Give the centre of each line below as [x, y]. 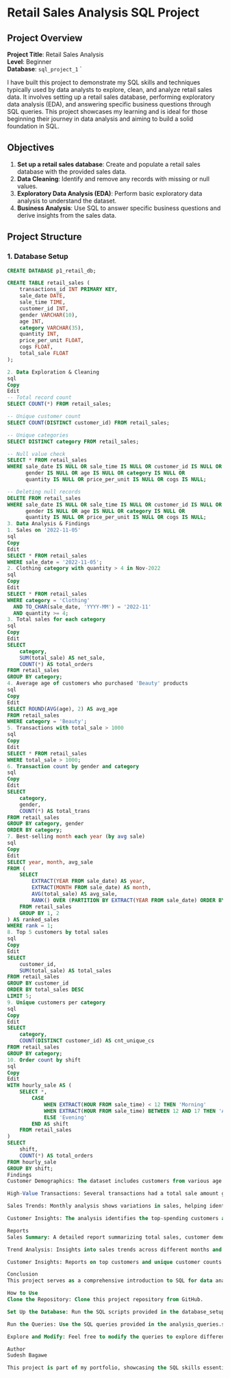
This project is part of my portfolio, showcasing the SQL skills [104, 1368]
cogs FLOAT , [36, 347]
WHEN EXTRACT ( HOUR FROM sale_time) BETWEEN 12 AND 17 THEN [129, 1111]
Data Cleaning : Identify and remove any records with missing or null [113, 179]
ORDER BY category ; [35, 830]
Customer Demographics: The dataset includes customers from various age [115, 1181]
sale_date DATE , [43, 296]
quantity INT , [39, 334]
